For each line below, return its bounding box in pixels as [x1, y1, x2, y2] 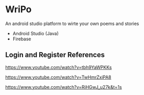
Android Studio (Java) [12, 30, 59, 36]
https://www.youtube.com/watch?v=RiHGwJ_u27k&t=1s [5, 84, 122, 90]
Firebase [12, 36, 32, 42]
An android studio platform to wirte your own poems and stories [5, 20, 139, 27]
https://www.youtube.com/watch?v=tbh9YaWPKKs [5, 64, 112, 70]
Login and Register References [5, 51, 105, 59]
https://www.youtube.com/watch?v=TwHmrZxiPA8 [5, 74, 111, 80]
